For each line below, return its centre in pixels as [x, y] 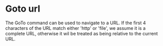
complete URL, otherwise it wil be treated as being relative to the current [82, 33]
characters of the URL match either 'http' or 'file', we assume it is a [75, 28]
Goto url [23, 9]
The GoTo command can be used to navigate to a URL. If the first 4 [76, 23]
